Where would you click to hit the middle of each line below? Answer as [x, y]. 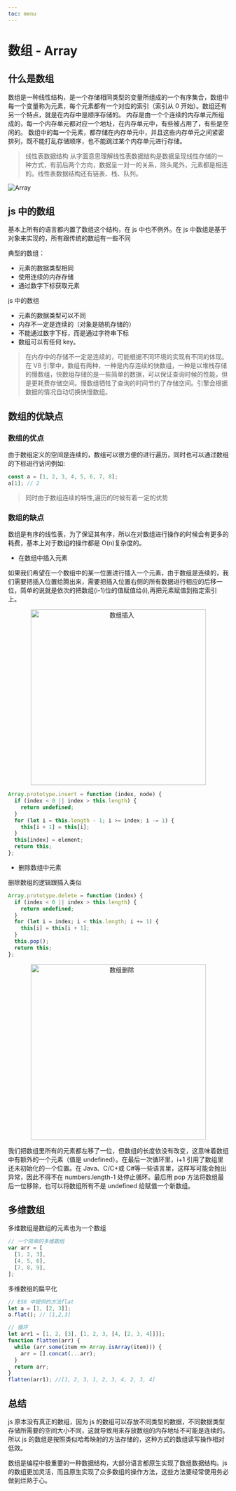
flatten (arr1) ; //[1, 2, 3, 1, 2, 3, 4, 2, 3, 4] [82, 1380]
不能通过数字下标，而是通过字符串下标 [73, 333]
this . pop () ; [32, 942]
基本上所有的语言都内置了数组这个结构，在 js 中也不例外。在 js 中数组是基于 [117, 230]
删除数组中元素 [40, 867]
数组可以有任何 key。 [49, 342]
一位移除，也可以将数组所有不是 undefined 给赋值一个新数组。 [104, 1185]
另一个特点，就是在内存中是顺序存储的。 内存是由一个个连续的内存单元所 [113, 115]
